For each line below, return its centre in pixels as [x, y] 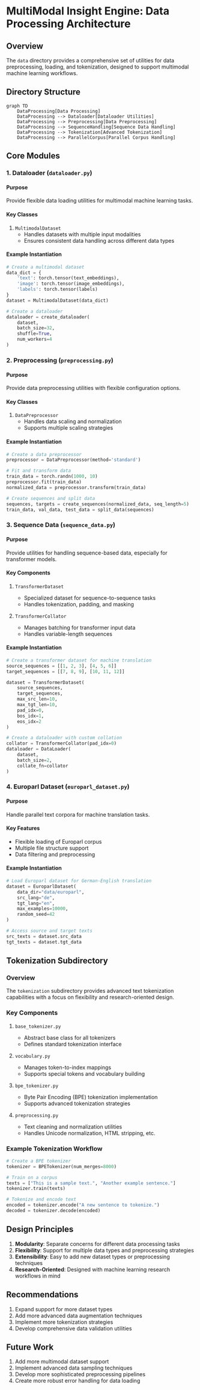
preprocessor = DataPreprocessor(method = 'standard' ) [74, 460]
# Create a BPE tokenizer [38, 1161]
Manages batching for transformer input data [80, 627]
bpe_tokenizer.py [37, 1086]
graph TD [17, 106]
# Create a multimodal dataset [45, 267]
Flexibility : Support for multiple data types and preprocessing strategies [104, 1250]
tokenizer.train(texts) [36, 1189]
